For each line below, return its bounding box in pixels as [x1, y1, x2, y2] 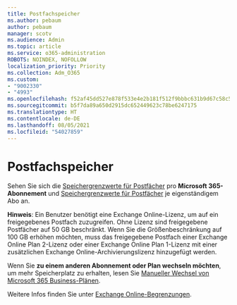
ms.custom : [7, 75, 39, 83]
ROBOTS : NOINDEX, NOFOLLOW [7, 56, 87, 63]
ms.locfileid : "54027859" [7, 128, 83, 135]
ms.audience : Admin [7, 37, 65, 44]
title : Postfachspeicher [7, 10, 80, 18]
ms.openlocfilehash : [7, 96, 68, 103]
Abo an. [7, 197, 30, 205]
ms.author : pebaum [7, 17, 61, 24]
